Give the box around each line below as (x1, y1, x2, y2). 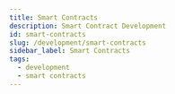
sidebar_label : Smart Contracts (9, 47, 130, 56)
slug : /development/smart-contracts (9, 38, 146, 47)
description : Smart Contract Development (9, 21, 167, 30)
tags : (9, 55, 30, 64)
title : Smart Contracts (9, 13, 99, 22)
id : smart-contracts (9, 30, 87, 38)
